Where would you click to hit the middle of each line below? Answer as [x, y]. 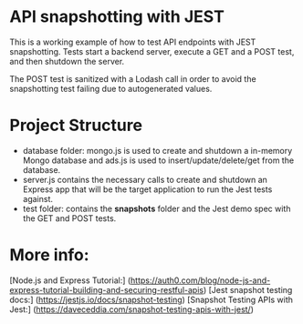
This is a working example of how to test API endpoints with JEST [133, 42]
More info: [49, 255]
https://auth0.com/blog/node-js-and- [201, 280]
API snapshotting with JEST [117, 17]
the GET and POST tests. [69, 218]
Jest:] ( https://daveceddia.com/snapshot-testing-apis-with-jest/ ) [131, 309]
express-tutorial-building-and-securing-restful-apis [106, 289]
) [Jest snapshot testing [248, 289]
